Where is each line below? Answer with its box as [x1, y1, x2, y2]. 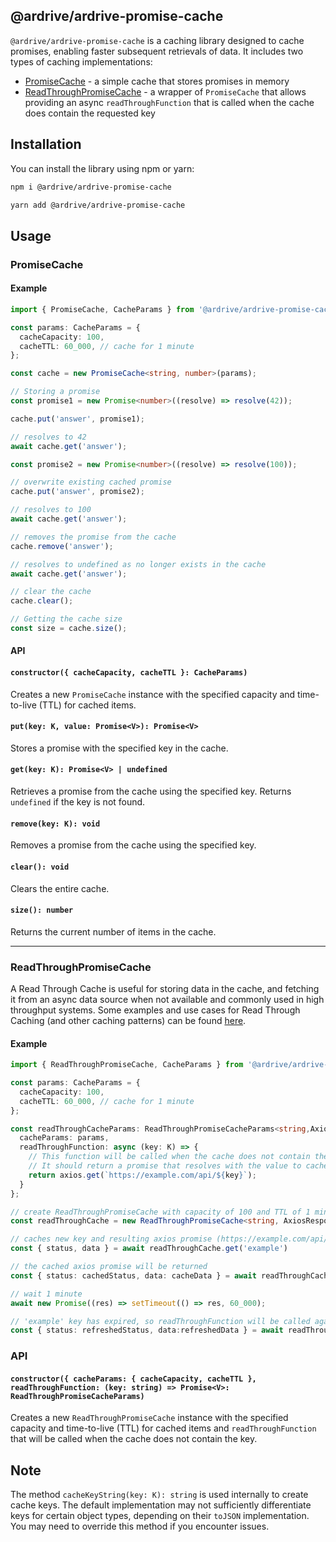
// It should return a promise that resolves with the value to [28, 1161, 302, 1171]
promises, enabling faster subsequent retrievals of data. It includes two [10, 45, 304, 57]
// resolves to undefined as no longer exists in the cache [10, 559, 267, 569]
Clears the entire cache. [10, 882, 110, 894]
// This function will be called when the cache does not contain [28, 1152, 311, 1162]
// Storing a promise [10, 387, 101, 397]
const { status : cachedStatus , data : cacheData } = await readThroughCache [10, 1270, 333, 1281]
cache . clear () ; [10, 596, 74, 606]
